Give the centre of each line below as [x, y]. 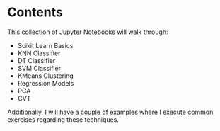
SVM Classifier [39, 68]
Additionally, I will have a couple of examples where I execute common [110, 112]
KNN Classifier [39, 53]
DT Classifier [36, 60]
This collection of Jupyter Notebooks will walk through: [88, 32]
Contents [35, 12]
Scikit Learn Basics [45, 45]
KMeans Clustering [46, 76]
